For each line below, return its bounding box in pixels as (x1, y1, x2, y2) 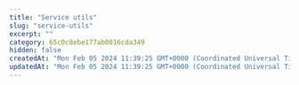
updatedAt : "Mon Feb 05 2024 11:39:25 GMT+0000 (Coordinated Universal (9, 63, 280, 72)
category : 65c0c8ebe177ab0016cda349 (9, 37, 145, 47)
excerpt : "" (9, 29, 53, 38)
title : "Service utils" (9, 12, 98, 22)
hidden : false (9, 46, 62, 55)
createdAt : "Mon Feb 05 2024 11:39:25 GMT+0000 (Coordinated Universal (9, 54, 280, 63)
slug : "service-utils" (9, 21, 93, 30)
